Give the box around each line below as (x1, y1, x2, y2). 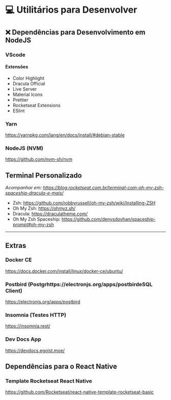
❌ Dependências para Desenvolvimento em (5, 28, 146, 36)
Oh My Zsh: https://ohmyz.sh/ (12, 205, 76, 212)
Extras (5, 241, 26, 250)
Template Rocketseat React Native (5, 378, 93, 384)
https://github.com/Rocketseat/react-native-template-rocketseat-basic (5, 389, 154, 395)
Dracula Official (12, 80, 46, 87)
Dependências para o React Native (5, 362, 117, 371)
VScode (5, 51, 25, 58)
